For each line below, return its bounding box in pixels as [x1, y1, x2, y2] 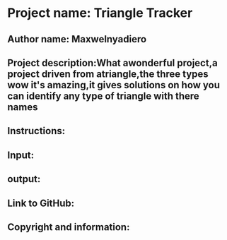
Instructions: [7, 125, 66, 137]
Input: [7, 149, 34, 161]
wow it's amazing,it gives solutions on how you [7, 79, 221, 91]
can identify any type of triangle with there [7, 90, 199, 102]
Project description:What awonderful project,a [7, 56, 218, 68]
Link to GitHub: [7, 197, 75, 209]
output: [7, 173, 41, 185]
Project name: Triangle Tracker [7, 5, 193, 21]
